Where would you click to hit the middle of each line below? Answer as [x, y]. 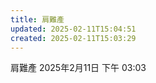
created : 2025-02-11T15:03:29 [73, 38]
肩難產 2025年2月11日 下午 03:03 [78, 68]
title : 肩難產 [37, 19]
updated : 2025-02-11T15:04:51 [73, 29]
